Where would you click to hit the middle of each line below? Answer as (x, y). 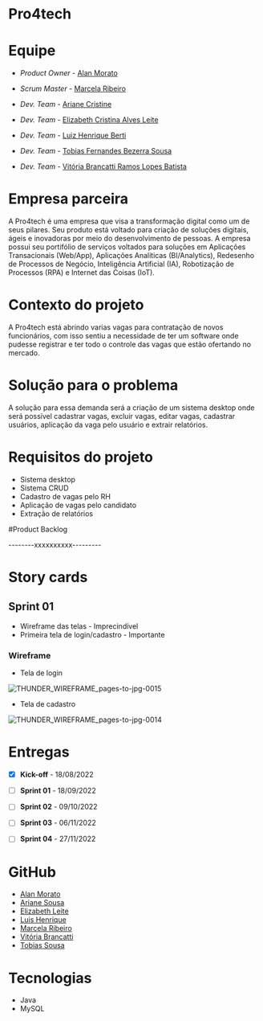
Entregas (39, 752)
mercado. (24, 353)
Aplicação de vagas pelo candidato (78, 505)
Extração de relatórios (57, 513)
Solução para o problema (93, 385)
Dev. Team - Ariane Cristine (66, 105)
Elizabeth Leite (45, 911)
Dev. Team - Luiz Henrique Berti (73, 135)
